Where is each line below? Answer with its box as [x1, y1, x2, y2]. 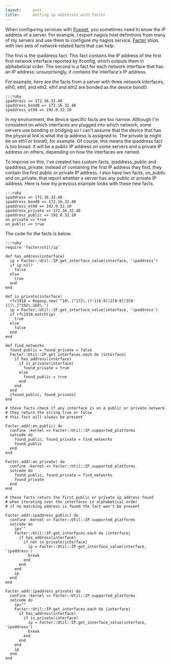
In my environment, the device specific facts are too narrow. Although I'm [5, 116, 159, 122]
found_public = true [23, 374, 67, 379]
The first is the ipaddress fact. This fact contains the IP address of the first [5, 52, 161, 59]
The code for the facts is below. [5, 230, 72, 236]
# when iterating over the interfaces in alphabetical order [5, 499, 138, 504]
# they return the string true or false [5, 410, 93, 415]
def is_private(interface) [5, 294, 63, 299]
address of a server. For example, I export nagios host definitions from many [5, 32, 165, 38]
